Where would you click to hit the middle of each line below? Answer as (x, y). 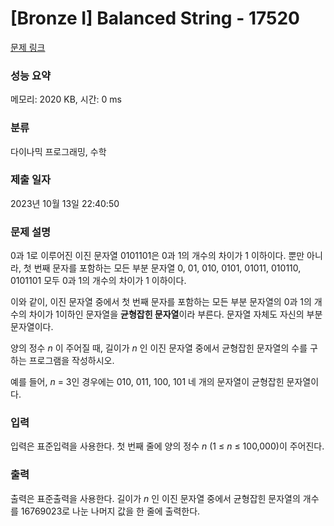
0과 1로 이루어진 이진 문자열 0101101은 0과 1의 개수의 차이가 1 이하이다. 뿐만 (157, 256)
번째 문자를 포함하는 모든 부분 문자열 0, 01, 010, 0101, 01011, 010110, (167, 268)
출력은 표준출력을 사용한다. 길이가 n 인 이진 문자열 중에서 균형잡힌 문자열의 (155, 498)
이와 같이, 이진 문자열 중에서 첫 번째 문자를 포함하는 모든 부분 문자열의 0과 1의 (161, 302)
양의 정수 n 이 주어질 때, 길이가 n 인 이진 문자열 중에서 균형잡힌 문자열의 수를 (159, 348)
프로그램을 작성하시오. (71, 361)
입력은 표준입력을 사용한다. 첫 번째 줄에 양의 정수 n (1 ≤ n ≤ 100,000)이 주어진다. (167, 446)
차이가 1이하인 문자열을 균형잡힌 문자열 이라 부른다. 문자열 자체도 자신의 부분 (175, 314)
